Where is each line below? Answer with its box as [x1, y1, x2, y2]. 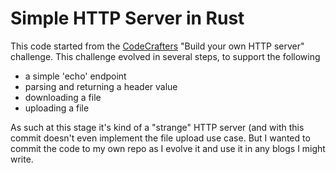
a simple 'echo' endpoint [24, 70, 127, 82]
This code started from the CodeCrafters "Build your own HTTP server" [10, 40, 305, 52]
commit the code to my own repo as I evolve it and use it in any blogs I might [10, 142, 326, 154]
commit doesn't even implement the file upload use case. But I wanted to [10, 132, 311, 144]
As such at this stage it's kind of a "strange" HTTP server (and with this [10, 121, 305, 133]
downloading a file [24, 91, 102, 103]
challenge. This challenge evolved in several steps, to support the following [10, 50, 321, 62]
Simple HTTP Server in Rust [10, 7, 245, 30]
